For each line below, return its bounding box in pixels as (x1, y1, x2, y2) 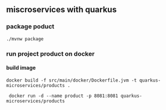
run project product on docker (6, 50, 95, 58)
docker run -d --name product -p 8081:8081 (8, 93, 118, 99)
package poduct (6, 22, 55, 31)
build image (6, 64, 36, 72)
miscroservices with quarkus (6, 5, 117, 15)
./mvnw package (6, 35, 44, 42)
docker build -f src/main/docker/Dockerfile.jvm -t (6, 77, 137, 83)
